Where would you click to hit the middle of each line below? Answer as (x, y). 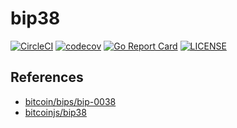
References (47, 77)
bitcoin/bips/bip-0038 (70, 101)
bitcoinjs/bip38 (55, 112)
